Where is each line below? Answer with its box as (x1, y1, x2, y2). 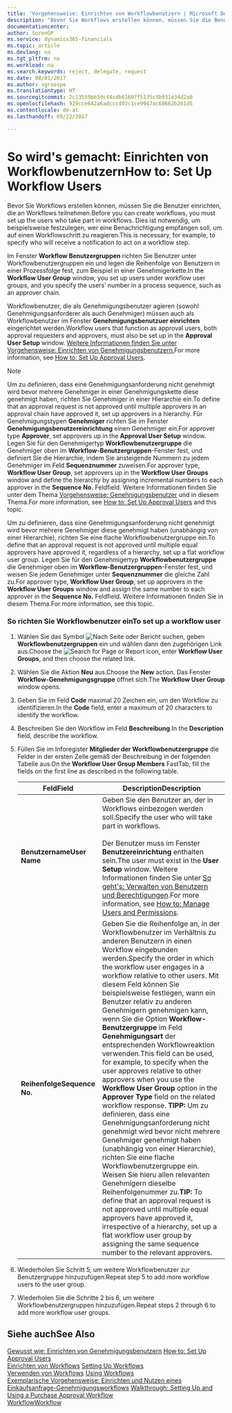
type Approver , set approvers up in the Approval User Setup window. (7, 431, 206, 440)
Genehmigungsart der (101, 1031, 176, 1041)
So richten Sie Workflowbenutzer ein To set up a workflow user (7, 617, 221, 627)
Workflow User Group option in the (101, 1083, 217, 1092)
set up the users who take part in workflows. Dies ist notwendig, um (7, 216, 201, 224)
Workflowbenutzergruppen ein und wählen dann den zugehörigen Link (17, 640, 222, 648)
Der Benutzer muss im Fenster (101, 838, 200, 848)
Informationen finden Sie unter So (101, 873, 212, 883)
